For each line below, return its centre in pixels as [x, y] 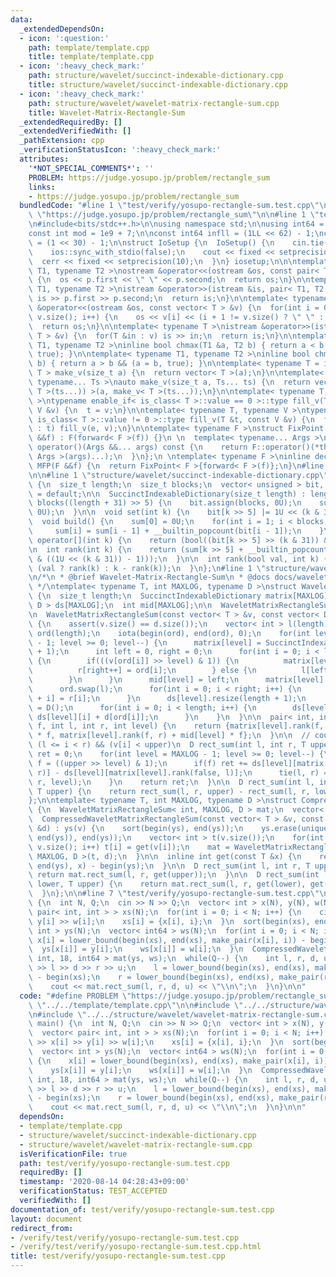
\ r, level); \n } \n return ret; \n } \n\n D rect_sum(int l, [171, 782]
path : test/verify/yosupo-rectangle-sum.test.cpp [124, 1163]
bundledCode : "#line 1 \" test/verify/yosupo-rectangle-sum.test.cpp [165, 206]
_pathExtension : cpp [62, 141]
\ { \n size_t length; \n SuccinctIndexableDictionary [145, 596]
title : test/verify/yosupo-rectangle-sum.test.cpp [118, 1256]
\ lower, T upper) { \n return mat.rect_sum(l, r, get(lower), [167, 884]
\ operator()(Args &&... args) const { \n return [138, 447]
